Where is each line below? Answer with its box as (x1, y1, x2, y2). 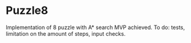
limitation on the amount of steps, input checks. (6, 30, 126, 37)
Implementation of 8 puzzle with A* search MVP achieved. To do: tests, (6, 24, 185, 31)
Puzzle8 (6, 4, 48, 18)
